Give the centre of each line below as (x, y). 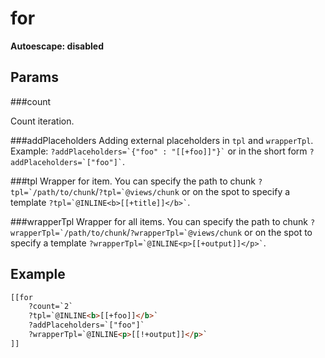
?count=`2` (51, 307)
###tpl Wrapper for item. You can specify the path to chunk (133, 181)
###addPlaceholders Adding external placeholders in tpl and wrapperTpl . (162, 140)
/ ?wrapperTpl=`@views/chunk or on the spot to (219, 232)
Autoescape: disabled (57, 46)
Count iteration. (42, 121)
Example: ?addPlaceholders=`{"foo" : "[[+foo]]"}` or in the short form (159, 151)
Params (34, 77)
